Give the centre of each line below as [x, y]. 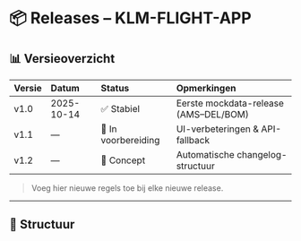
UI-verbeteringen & [218, 129]
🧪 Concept [123, 160]
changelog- [262, 155]
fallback [193, 140]
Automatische [205, 155]
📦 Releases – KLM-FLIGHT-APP [131, 18]
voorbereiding [130, 140]
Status [115, 88]
